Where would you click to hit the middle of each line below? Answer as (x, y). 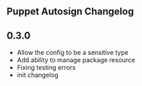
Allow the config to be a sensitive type (72, 53)
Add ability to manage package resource (76, 60)
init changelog (37, 75)
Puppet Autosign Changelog (70, 12)
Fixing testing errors (46, 68)
